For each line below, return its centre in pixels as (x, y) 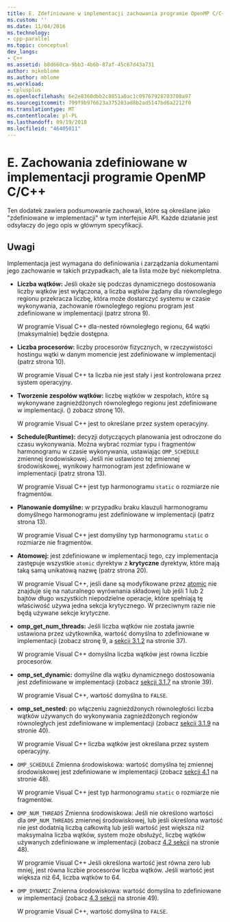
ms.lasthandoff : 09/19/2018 (47, 122)
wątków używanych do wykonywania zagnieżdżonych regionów (107, 716)
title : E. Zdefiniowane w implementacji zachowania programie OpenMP (108, 13)
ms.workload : (26, 84)
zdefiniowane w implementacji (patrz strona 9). (84, 313)
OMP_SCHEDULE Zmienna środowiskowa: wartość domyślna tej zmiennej (115, 765)
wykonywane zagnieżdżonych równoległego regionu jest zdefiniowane (117, 403)
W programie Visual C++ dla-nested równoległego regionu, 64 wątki (113, 326)
